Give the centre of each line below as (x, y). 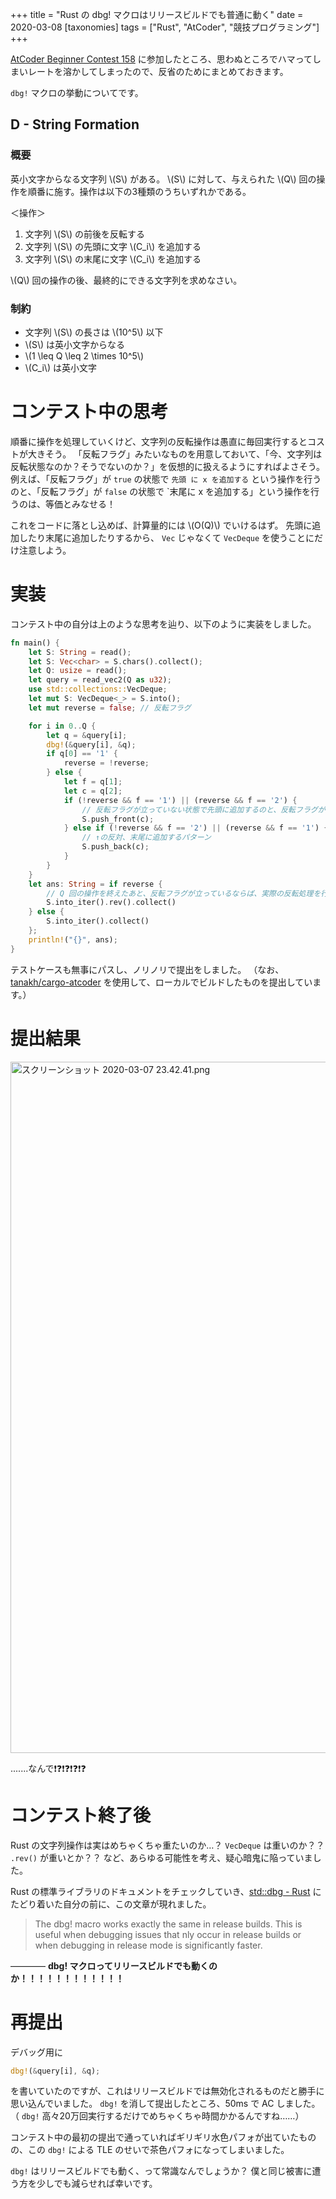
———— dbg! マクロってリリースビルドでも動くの (114, 1965)
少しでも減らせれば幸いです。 (97, 2184)
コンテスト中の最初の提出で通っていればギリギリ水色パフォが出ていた (155, 2137)
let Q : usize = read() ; (78, 671)
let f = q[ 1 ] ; (93, 782)
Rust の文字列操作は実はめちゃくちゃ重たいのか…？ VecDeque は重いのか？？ (167, 1845)
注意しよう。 (45, 550)
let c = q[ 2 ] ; (93, 791)
